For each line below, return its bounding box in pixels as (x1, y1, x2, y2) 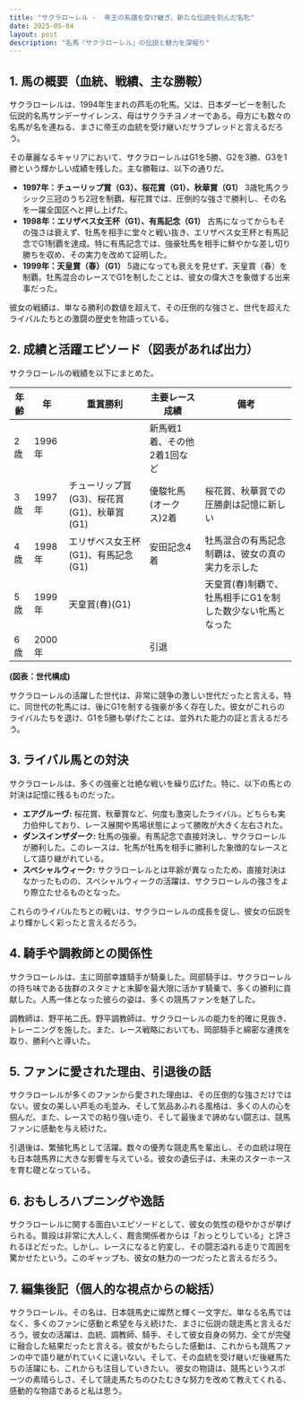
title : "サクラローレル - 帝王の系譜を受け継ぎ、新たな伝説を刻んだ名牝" (9, 13, 255, 22)
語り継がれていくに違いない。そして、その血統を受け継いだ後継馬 (39, 1351, 284, 1362)
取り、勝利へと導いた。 (9, 1035, 96, 1046)
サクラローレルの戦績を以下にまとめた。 (9, 367, 159, 378)
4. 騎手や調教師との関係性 (9, 946, 153, 961)
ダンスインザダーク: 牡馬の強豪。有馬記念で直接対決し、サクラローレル (21, 831, 287, 842)
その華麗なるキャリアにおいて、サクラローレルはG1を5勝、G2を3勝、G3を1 (9, 152, 288, 162)
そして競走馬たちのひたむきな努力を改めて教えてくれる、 (79, 1373, 291, 1384)
